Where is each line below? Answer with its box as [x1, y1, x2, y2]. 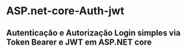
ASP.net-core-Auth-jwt [6, 4, 125, 18]
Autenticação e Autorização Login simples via [6, 28, 181, 38]
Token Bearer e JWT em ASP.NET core [6, 37, 152, 47]
